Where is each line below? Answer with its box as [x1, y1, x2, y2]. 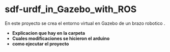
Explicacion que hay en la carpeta [12, 30, 85, 36]
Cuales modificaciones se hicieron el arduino [12, 35, 110, 41]
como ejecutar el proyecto [12, 40, 69, 46]
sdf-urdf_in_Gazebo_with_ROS [5, 4, 137, 15]
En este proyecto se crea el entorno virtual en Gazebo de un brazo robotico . [5, 20, 165, 26]
